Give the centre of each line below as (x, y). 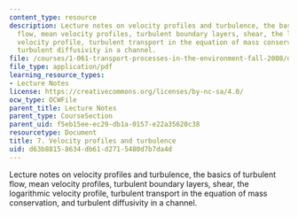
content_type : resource (53, 17)
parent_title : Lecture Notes (63, 108)
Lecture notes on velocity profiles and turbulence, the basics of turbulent (143, 174)
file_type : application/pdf (61, 67)
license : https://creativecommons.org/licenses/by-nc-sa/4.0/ (126, 91)
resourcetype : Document (53, 133)
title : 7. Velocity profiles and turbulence (93, 141)
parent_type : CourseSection (61, 116)
